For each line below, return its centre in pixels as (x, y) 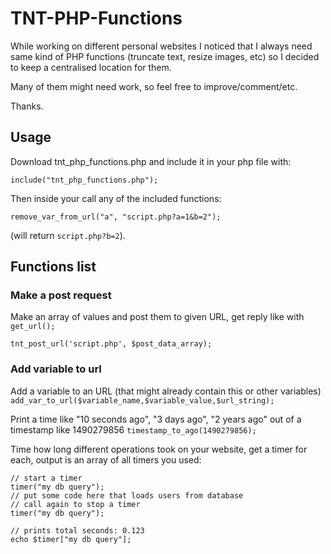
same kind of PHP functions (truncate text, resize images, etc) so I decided (165, 56)
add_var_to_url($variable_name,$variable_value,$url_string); (142, 400)
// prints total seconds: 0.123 (77, 530)
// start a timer (46, 478)
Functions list (53, 267)
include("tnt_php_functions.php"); (84, 180)
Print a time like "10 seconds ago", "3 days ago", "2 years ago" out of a (156, 419)
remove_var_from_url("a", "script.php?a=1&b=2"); (116, 217)
